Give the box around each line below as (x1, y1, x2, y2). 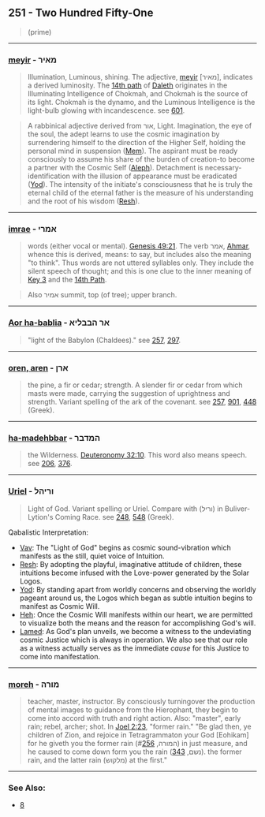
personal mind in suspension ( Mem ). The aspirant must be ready (27, 146, 238, 156)
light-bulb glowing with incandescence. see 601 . (27, 106, 185, 115)
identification (27, 171, 71, 181)
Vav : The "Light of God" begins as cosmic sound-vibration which (19, 543, 231, 552)
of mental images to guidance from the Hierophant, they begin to (27, 705, 239, 714)
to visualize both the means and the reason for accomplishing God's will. (19, 618, 256, 628)
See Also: (8, 782, 46, 793)
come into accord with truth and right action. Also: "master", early (27, 713, 241, 722)
